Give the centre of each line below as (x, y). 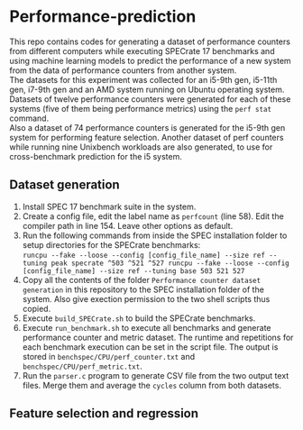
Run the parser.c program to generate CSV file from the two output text (156, 375)
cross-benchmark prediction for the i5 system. (96, 156)
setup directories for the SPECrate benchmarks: (111, 244)
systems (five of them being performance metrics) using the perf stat (141, 108)
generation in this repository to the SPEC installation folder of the (143, 289)
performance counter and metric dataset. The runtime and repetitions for (158, 337)
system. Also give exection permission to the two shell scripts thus (146, 298)
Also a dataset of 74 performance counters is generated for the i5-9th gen (147, 127)
